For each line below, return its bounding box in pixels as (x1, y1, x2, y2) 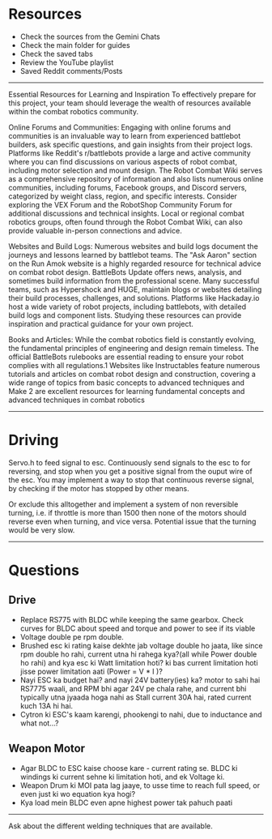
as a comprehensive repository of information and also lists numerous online (8, 173, 264, 183)
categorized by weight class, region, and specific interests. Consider (8, 191, 237, 201)
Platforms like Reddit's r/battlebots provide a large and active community (8, 148, 251, 158)
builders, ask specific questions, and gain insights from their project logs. (8, 139, 253, 149)
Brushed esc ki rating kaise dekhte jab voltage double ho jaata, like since (19, 640, 263, 650)
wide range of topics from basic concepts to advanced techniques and (8, 378, 244, 387)
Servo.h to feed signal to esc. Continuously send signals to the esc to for (8, 457, 251, 467)
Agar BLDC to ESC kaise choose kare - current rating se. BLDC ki (19, 763, 238, 773)
